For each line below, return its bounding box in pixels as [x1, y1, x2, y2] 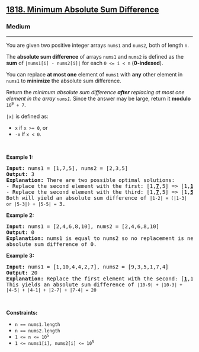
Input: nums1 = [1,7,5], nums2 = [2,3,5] [6, 165, 129, 171]
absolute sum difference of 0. [6, 241, 97, 248]
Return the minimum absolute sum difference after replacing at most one [6, 88, 185, 95]
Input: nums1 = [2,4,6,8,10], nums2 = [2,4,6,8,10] [6, 223, 160, 230]
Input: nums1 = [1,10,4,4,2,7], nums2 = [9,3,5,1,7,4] [6, 263, 169, 270]
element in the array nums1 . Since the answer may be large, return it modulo [6, 95, 191, 102]
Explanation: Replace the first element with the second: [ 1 [6, 275, 188, 282]
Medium [6, 23, 31, 31]
